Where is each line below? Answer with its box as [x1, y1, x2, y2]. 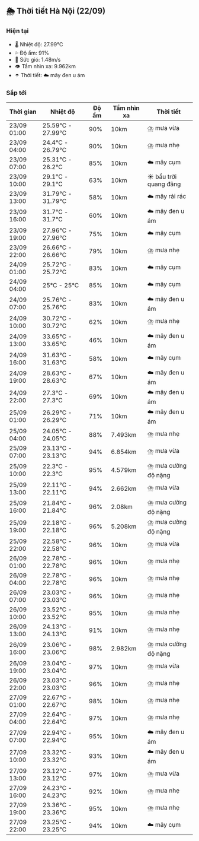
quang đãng [147, 180, 181, 188]
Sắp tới [6, 88, 27, 97]
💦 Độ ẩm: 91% [14, 49, 49, 56]
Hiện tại [6, 27, 29, 35]
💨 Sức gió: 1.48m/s [14, 56, 61, 63]
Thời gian [9, 107, 37, 116]
